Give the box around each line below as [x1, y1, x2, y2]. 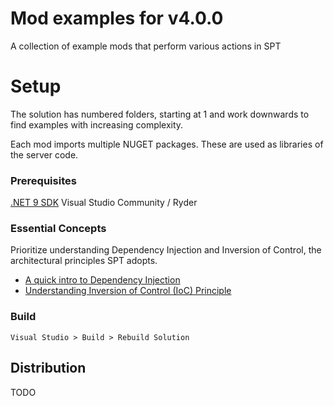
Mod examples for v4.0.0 [10, 7, 224, 30]
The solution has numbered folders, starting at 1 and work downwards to [10, 108, 310, 120]
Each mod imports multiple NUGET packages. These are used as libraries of [10, 138, 324, 150]
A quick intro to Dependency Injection [24, 274, 181, 286]
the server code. [10, 148, 79, 161]
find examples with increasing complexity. [10, 118, 184, 131]
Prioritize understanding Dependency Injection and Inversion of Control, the [10, 244, 322, 256]
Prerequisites [10, 173, 77, 187]
